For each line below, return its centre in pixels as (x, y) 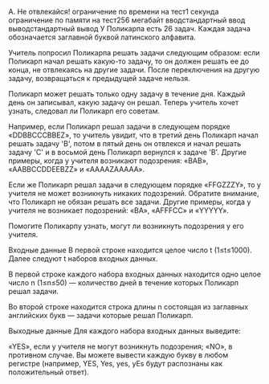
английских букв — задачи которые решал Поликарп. (101, 315)
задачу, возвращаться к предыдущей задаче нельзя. (99, 78)
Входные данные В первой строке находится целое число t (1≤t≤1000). (130, 250)
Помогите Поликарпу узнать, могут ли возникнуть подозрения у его (126, 226)
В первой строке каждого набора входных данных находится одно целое (135, 274)
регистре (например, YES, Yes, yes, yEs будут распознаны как (116, 364)
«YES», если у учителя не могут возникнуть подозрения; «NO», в (120, 346)
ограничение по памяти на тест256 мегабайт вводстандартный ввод (127, 20)
